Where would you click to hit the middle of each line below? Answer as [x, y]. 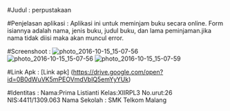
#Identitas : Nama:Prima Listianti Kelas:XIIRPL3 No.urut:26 [90, 93]
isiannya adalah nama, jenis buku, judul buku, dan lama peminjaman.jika [109, 31]
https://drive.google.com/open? [118, 72]
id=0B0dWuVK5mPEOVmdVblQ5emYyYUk [68, 79]
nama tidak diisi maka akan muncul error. [66, 38]
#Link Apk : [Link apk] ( [40, 72]
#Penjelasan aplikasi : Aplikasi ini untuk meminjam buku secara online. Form [115, 23]
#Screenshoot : [29, 51]
